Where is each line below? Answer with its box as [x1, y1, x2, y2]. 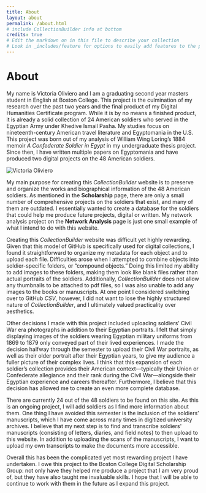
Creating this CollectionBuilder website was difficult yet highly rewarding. [6, 236, 191, 243]
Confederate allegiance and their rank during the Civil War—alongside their [6, 371, 196, 378]
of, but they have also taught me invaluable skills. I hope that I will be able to [6, 473, 199, 481]
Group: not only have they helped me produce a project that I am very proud [6, 467, 199, 474]
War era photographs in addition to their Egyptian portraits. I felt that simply [6, 326, 197, 333]
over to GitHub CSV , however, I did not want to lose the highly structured [6, 295, 190, 302]
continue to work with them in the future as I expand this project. [6, 480, 170, 487]
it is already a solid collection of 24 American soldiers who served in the [6, 116, 189, 123]
